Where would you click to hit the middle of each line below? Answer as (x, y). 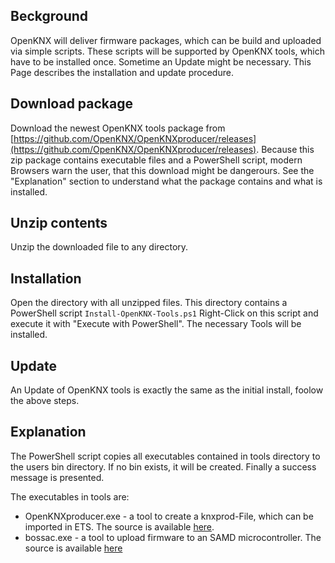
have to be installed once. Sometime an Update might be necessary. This (161, 61)
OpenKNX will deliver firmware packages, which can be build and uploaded (166, 40)
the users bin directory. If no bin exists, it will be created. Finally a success (163, 466)
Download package (72, 104)
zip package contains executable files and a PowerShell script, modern (156, 160)
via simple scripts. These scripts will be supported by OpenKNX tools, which (167, 51)
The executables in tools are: (70, 496)
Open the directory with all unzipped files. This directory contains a (149, 303)
